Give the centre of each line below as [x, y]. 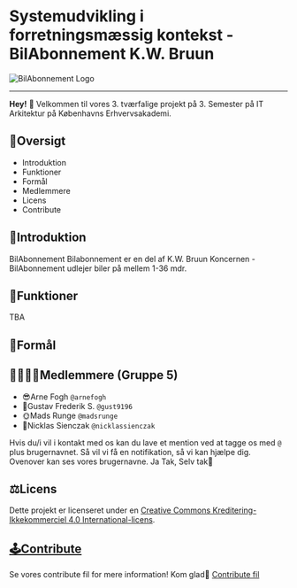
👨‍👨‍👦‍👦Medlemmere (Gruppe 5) [94, 375]
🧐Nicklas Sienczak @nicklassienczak [88, 425]
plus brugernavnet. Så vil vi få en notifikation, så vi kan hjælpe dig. [130, 452]
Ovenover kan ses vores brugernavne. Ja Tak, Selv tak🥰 [111, 461]
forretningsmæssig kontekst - [122, 35]
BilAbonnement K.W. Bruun [112, 54]
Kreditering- [235, 510]
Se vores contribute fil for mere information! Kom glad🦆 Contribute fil [134, 575]
